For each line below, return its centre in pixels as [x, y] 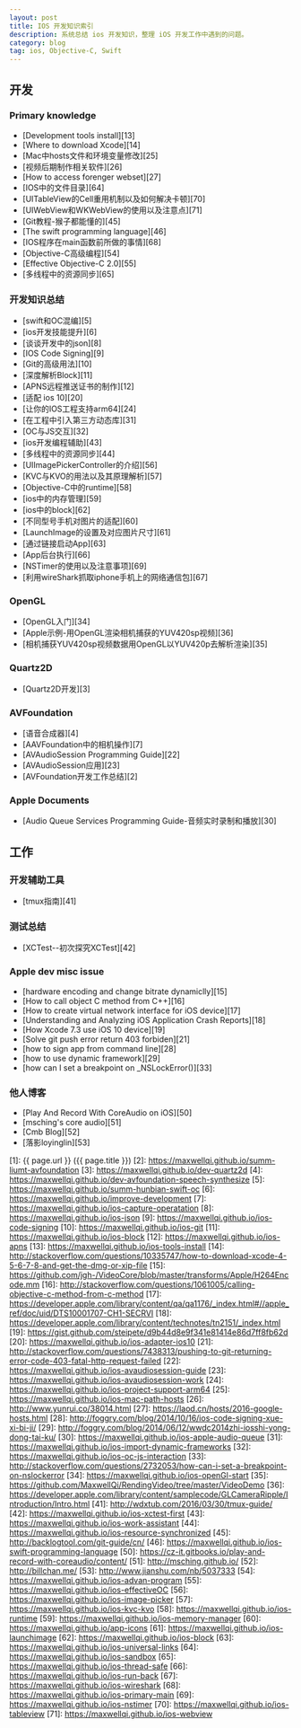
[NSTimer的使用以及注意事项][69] [85, 566]
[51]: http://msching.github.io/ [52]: [194, 1561]
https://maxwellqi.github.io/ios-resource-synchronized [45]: [120, 1532]
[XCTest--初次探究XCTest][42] [79, 948]
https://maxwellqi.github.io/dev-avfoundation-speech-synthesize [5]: [137, 1179]
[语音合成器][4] [50, 733]
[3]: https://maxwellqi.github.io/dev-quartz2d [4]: [172, 1169]
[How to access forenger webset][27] [91, 177]
